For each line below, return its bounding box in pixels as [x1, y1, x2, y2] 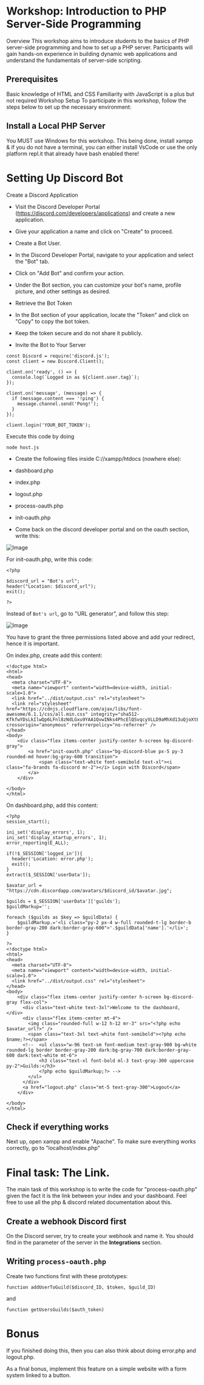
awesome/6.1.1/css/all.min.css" [6, 711, 88, 717]
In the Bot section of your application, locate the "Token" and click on [15, 311, 189, 318]
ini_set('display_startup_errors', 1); [6, 834, 107, 840]
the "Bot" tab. [15, 257, 50, 265]
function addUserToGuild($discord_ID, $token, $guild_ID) [6, 1284, 156, 1290]
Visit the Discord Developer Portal [15, 203, 100, 210]
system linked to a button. [6, 1371, 71, 1379]
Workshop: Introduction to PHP [6, 4, 167, 18]
